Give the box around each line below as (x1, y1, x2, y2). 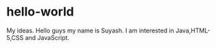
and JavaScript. (25, 33, 70, 41)
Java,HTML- (175, 26, 211, 34)
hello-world (6, 4, 75, 20)
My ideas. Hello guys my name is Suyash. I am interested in (6, 26, 174, 34)
